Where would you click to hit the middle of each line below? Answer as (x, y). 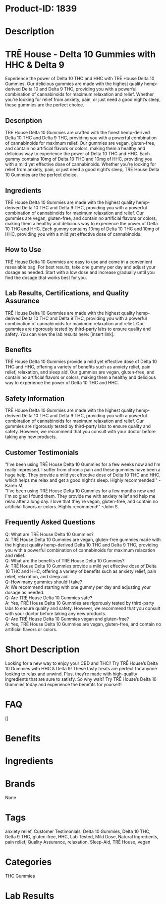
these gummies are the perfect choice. (45, 105)
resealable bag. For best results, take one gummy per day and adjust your (81, 267)
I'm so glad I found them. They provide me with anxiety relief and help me (80, 496)
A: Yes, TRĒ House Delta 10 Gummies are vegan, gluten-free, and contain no (83, 624)
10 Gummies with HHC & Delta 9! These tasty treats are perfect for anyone (81, 668)
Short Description (43, 649)
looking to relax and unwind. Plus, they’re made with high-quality (71, 674)
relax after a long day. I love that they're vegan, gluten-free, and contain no (82, 501)
